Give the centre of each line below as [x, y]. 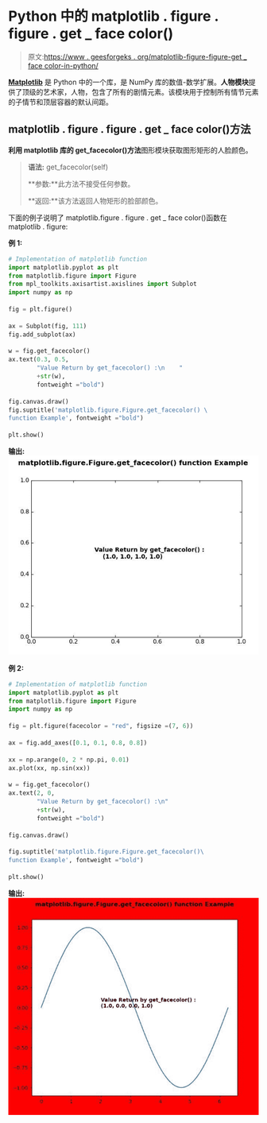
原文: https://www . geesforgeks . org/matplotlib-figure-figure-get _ [137, 56]
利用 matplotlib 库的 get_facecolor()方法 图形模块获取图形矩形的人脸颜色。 [130, 150]
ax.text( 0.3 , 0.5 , [39, 360]
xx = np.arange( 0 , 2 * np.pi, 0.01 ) [69, 760]
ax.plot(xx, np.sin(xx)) [49, 768]
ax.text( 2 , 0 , [32, 793]
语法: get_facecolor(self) [68, 167]
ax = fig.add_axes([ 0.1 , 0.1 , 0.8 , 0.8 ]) [78, 743]
